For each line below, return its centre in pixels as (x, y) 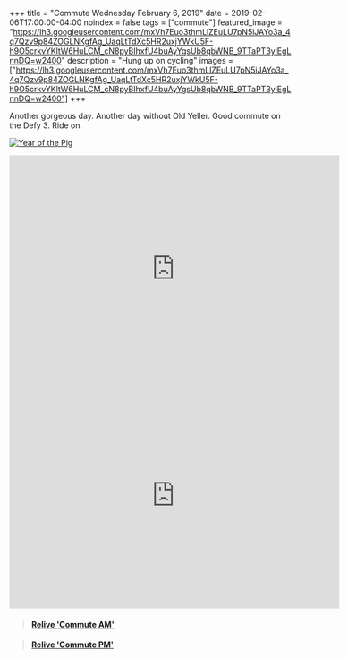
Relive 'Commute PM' (72, 645)
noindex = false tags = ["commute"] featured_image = (183, 22)
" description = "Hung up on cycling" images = (148, 60)
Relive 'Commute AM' (72, 624)
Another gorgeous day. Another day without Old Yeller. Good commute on (145, 116)
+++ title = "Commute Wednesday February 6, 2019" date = (119, 13)
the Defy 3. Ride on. (46, 125)
